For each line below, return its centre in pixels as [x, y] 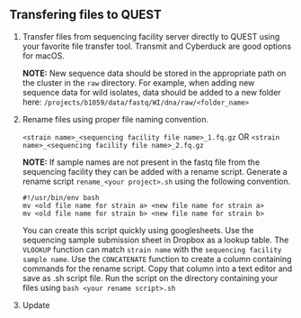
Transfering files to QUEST [85, 15]
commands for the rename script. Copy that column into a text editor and [157, 268]
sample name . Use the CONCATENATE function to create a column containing [157, 259]
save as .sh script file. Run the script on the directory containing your [150, 277]
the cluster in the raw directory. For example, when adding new [138, 82]
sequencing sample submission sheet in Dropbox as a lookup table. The [155, 240]
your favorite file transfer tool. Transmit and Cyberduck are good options [157, 46]
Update [36, 304]
